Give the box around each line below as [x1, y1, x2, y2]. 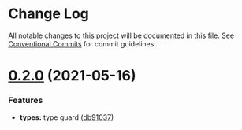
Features [8, 95, 43, 106]
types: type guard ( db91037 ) [19, 113, 114, 122]
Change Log [8, 5, 89, 23]
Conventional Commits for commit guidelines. [8, 39, 156, 48]
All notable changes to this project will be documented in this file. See [8, 31, 235, 40]
